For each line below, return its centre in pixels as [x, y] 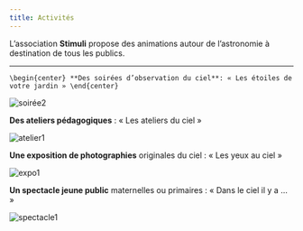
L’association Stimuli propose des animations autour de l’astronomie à [140, 43]
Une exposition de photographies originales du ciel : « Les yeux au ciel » [146, 155]
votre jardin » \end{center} [64, 86]
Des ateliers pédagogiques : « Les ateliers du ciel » [106, 120]
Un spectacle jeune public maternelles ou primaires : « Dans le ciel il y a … [149, 189]
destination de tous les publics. [67, 53]
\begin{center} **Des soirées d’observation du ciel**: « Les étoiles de [151, 78]
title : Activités [42, 18]
